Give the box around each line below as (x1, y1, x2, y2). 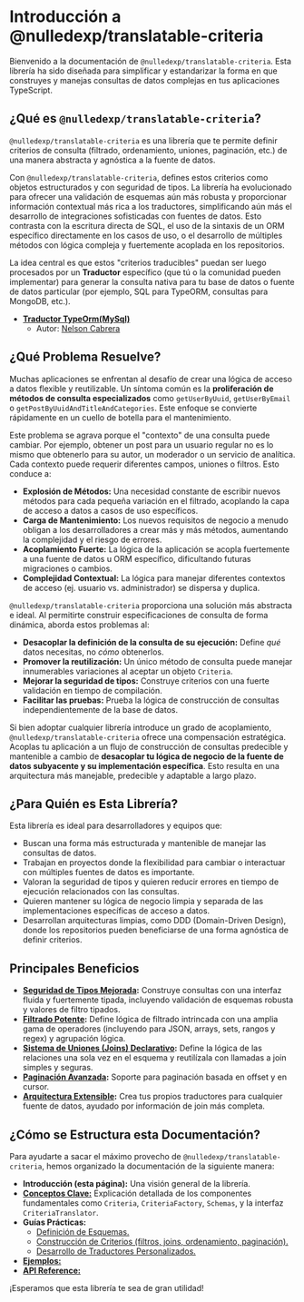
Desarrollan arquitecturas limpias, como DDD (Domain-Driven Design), (22, 915, 287, 926)
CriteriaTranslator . (22, 1208, 99, 1218)
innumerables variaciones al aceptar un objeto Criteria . (22, 666, 233, 676)
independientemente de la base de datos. (22, 704, 179, 715)
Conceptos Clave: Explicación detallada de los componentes (22, 1188, 252, 1198)
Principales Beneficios (9, 961, 140, 976)
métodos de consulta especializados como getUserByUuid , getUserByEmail (9, 392, 291, 403)
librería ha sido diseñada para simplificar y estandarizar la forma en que (9, 65, 279, 76)
